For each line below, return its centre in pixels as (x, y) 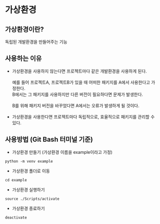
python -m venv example (29, 161)
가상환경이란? (24, 29)
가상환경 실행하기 (28, 190)
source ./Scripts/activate (32, 199)
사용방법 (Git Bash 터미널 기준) (49, 140)
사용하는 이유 (24, 59)
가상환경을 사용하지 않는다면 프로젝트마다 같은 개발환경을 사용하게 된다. (79, 71)
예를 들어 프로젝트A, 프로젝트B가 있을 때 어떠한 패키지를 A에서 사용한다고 (81, 82)
